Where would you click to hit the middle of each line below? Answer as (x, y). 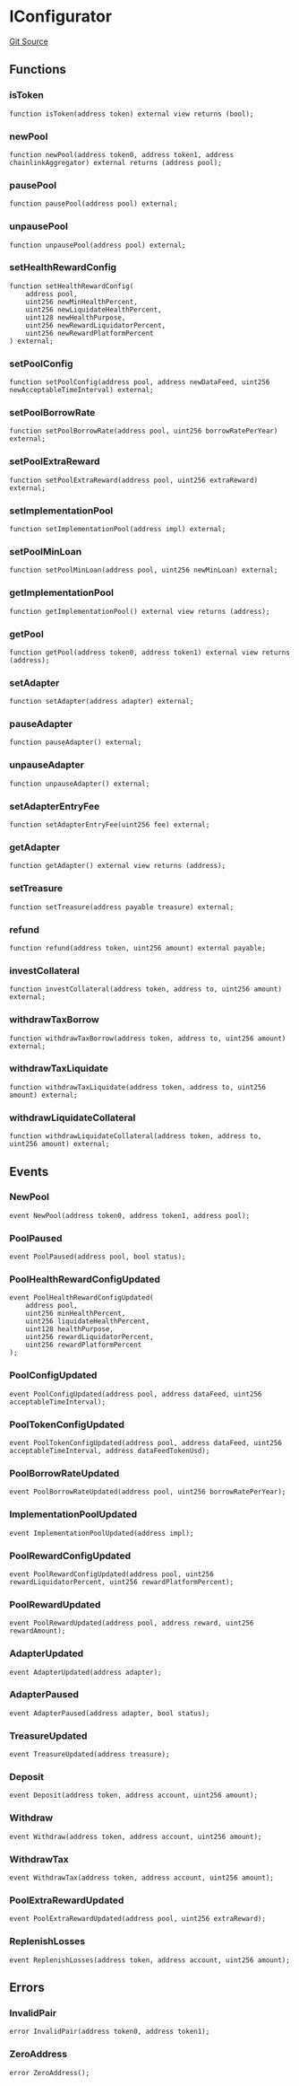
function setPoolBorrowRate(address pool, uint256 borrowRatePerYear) (144, 431)
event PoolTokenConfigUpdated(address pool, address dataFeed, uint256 (145, 1443)
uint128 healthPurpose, (70, 1329)
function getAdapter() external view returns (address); (118, 866)
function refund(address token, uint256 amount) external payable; (138, 948)
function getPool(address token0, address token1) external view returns (150, 653)
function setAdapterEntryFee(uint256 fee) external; (110, 825)
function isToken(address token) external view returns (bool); (132, 114)
